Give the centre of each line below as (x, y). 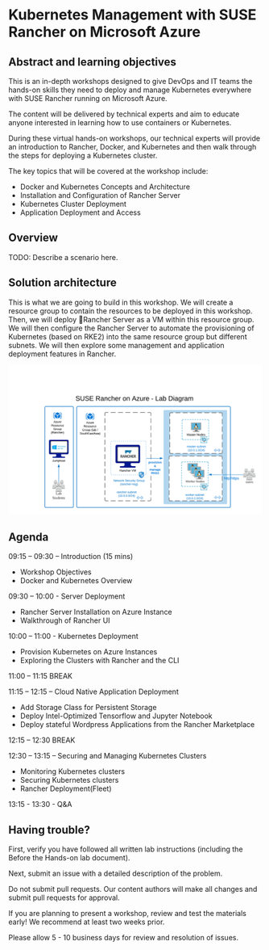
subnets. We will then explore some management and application (116, 345)
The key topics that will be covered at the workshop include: (108, 171)
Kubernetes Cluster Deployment (73, 204)
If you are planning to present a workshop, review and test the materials (128, 914)
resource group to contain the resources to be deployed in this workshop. (130, 311)
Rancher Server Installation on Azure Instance (96, 612)
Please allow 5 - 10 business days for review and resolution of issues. (124, 938)
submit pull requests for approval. (64, 897)
